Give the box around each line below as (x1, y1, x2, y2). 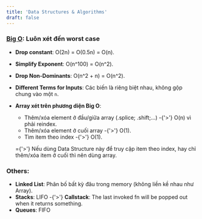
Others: (6, 167, 29, 175)
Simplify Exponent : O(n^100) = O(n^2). (15, 60, 114, 68)
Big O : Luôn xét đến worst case (6, 35, 100, 43)
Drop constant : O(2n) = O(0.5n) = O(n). (15, 48, 114, 55)
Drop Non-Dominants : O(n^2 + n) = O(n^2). (15, 72, 125, 79)
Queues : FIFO (15, 206, 50, 214)
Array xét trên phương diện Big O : (15, 102, 102, 109)
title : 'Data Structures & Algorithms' (6, 9, 108, 15)
